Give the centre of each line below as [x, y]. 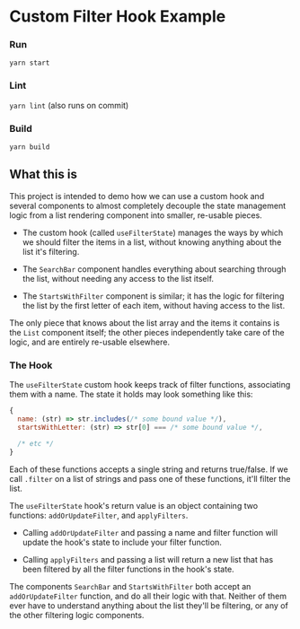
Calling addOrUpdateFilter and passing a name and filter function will [150, 532]
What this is [44, 175]
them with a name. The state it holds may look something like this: [131, 394]
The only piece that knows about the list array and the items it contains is [145, 323]
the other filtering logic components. [77, 615]
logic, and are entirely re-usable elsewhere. [90, 342]
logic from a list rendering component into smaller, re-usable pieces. [136, 215]
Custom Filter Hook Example [118, 17]
